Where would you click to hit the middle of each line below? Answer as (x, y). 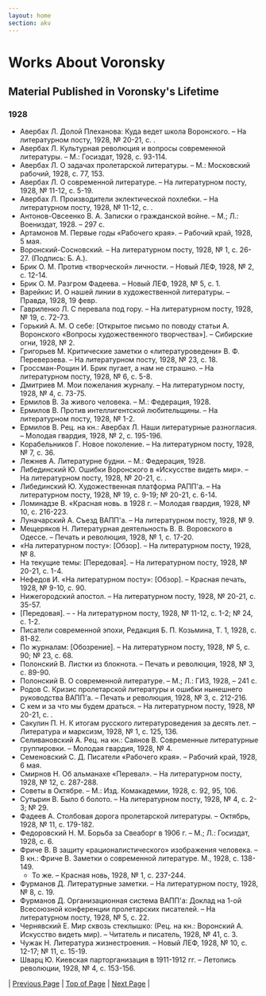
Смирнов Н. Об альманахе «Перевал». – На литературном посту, (131, 774)
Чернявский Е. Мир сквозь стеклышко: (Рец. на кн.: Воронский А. (131, 926)
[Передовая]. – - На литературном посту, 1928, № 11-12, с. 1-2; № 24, (136, 613)
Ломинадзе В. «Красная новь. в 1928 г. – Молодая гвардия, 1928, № (135, 504)
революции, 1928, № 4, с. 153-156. (77, 968)
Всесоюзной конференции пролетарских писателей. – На (118, 909)
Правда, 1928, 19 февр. (58, 301)
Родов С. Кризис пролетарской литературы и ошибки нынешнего (131, 690)
